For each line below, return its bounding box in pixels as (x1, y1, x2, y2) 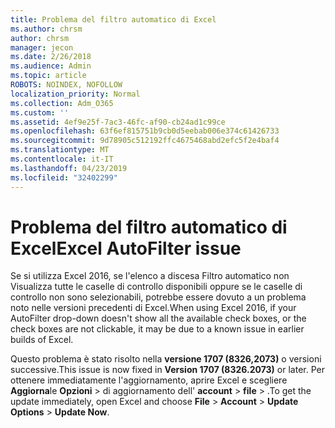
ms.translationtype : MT (10, 145, 110, 155)
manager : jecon (10, 42, 74, 53)
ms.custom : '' (10, 107, 70, 118)
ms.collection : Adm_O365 (10, 98, 114, 108)
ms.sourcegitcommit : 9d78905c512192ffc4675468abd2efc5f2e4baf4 (10, 136, 280, 146)
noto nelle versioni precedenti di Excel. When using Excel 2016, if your (10, 302, 297, 314)
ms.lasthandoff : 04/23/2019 (10, 163, 128, 173)
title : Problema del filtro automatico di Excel (10, 14, 217, 25)
